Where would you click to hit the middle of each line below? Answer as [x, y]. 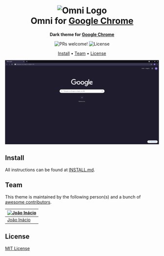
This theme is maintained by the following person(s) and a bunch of [73, 197]
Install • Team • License [82, 53]
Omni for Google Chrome [82, 21]
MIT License [18, 248]
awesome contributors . [28, 202]
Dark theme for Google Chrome [82, 34]
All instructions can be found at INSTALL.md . [50, 170]
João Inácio [19, 220]
